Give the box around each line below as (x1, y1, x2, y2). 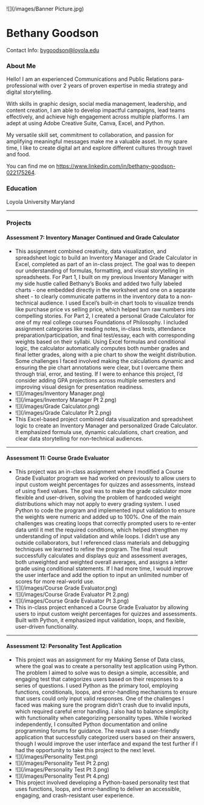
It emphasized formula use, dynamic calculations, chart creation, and (15, 428, 188, 435)
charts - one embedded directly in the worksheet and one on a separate (15, 286, 195, 294)
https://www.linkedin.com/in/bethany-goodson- (56, 162, 176, 170)
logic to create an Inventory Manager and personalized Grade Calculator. (15, 422, 197, 429)
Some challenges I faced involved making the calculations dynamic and (15, 357, 194, 364)
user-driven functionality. (15, 623, 79, 630)
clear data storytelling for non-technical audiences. (15, 435, 144, 442)
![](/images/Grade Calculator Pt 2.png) (15, 409, 112, 416)
